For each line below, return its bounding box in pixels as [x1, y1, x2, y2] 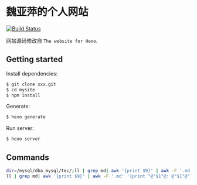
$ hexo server [6, 136, 41, 142]
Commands [6, 152, 50, 162]
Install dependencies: [6, 70, 58, 77]
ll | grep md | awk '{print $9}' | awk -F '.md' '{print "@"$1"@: [6, 173, 169, 179]
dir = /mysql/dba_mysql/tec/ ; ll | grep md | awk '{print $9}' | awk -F [6, 167, 177, 173]
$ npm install [6, 92, 41, 98]
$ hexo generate [6, 114, 46, 120]
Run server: [6, 125, 34, 132]
